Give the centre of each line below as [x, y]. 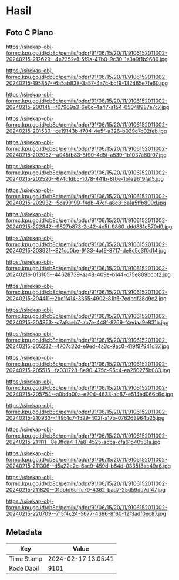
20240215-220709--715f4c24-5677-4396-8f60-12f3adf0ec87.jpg [86, 514]
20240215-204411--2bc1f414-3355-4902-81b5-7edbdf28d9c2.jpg [86, 298]
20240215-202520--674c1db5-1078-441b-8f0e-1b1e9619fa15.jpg [85, 179]
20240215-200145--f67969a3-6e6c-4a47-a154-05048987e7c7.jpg [88, 107]
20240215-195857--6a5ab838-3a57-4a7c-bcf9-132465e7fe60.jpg [87, 83]
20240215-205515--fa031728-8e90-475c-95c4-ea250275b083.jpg [88, 370]
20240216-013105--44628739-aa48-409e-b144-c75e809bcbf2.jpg [89, 274]
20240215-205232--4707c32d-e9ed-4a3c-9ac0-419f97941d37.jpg [88, 346]
